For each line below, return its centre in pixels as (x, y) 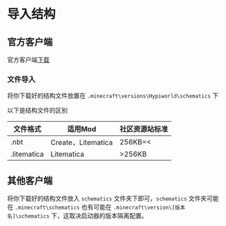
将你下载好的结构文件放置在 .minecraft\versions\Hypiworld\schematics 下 (113, 96)
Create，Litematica (82, 142)
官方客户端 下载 (28, 60)
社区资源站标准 (144, 129)
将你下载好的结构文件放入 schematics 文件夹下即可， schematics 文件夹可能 (113, 198)
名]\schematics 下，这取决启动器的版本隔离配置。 (78, 216)
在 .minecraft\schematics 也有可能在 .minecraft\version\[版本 (96, 207)
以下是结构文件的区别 (37, 111)
